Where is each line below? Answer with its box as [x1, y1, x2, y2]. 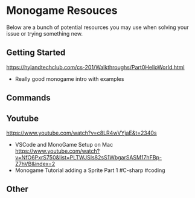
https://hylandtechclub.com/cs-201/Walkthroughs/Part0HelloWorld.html [6, 63, 185, 71]
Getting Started [6, 48, 66, 58]
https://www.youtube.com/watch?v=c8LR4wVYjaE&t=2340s [6, 129, 157, 136]
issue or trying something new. [6, 30, 83, 37]
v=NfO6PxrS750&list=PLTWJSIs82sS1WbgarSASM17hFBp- [14, 153, 162, 161]
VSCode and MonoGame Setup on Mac [14, 141, 113, 148]
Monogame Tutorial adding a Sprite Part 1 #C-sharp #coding [14, 167, 165, 174]
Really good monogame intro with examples [14, 75, 124, 82]
